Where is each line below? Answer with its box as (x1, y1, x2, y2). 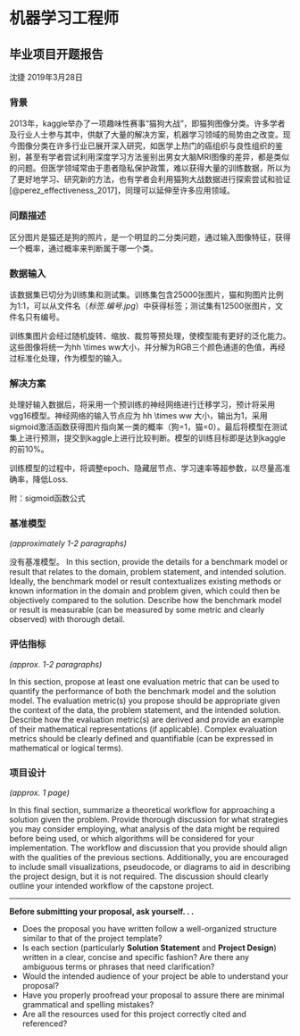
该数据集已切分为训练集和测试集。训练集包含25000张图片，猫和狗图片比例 (9, 289, 284, 300)
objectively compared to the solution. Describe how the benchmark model (9, 595, 282, 606)
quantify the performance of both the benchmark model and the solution (9, 685, 277, 696)
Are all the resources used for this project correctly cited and (21, 1009, 247, 1020)
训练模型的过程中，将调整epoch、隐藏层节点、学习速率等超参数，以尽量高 (9, 463, 283, 474)
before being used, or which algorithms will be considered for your (9, 833, 254, 844)
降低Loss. (32, 474, 69, 485)
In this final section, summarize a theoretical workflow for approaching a (9, 805, 275, 816)
